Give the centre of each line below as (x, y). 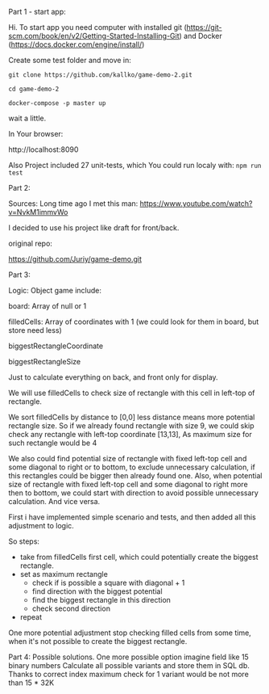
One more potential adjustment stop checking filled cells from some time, (130, 633)
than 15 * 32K (31, 683)
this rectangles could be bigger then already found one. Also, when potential (135, 475)
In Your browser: (36, 134)
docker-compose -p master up (57, 103)
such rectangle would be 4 (53, 443)
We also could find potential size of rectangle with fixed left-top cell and (128, 458)
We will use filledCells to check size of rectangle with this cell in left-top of (132, 393)
